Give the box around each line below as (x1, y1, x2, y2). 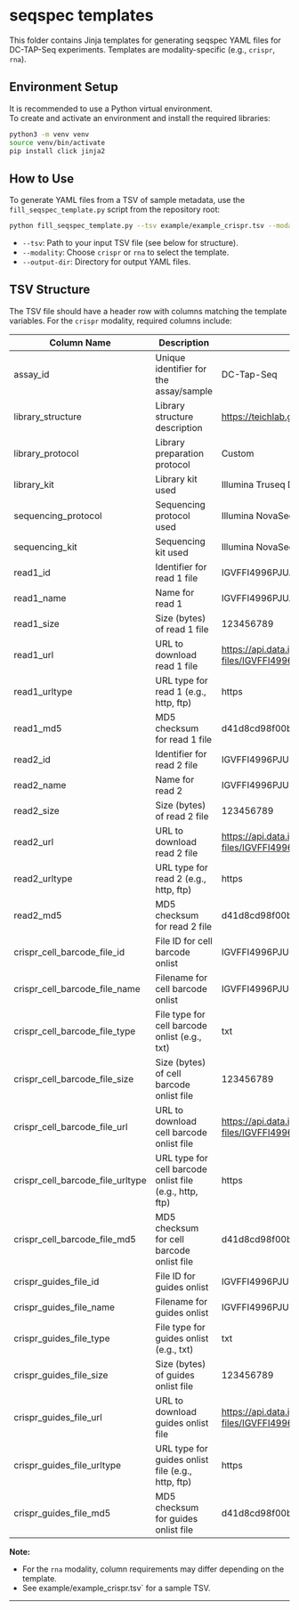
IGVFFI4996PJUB (221, 778, 295, 791)
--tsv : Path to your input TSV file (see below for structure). (21, 238, 238, 248)
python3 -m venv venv (9, 130, 90, 139)
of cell (155, 1067, 182, 1079)
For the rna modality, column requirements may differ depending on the (21, 1564, 285, 1574)
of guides (155, 1369, 195, 1381)
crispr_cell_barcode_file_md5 (13, 1232, 136, 1245)
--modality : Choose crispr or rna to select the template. (21, 247, 230, 258)
